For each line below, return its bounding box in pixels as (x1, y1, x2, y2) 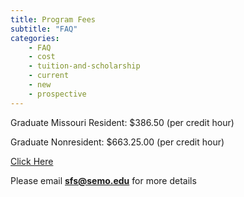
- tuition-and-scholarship (28, 61, 141, 71)
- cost (28, 52, 56, 62)
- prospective (28, 89, 87, 99)
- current (28, 71, 70, 81)
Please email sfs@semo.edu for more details (10, 174, 197, 186)
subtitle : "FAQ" (10, 24, 78, 34)
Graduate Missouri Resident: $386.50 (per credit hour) (10, 116, 235, 128)
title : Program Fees (10, 14, 97, 25)
